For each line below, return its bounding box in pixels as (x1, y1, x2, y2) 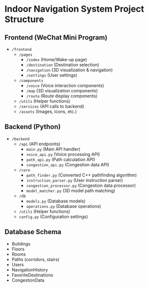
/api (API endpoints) (19, 141, 61, 147)
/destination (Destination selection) (26, 62, 100, 67)
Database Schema (4, 228, 62, 236)
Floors (11, 246, 25, 252)
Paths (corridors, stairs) (11, 256, 60, 262)
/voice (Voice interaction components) (26, 83, 105, 89)
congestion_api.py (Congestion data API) (26, 161, 109, 167)
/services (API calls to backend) (19, 104, 85, 109)
